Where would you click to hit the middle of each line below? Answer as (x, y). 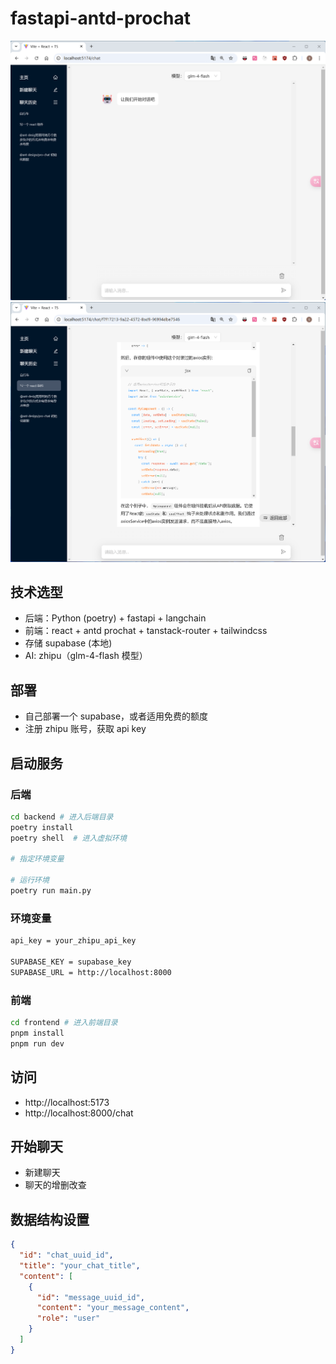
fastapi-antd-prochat (100, 18)
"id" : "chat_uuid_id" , (66, 1255)
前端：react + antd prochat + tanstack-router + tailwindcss (146, 631)
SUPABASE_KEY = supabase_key (71, 962)
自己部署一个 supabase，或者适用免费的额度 (116, 716)
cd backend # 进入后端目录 (62, 817)
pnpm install (37, 1033)
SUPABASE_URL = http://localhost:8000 (91, 972)
